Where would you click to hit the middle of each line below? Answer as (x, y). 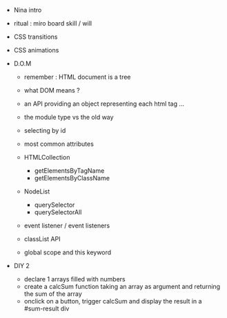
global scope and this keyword (68, 252)
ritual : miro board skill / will (52, 23)
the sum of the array (53, 294)
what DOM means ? (52, 90)
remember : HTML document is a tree (77, 77)
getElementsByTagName (69, 171)
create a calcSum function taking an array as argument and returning (122, 287)
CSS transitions (36, 37)
